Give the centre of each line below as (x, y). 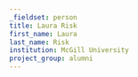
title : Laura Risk (43, 26)
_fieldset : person (43, 17)
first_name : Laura (43, 34)
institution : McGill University (69, 50)
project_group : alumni (51, 58)
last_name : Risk (39, 42)
